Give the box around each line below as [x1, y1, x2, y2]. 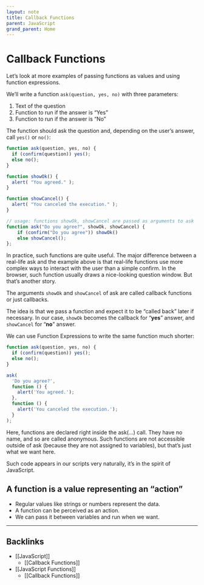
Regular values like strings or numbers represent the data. [15, 500, 161, 508]
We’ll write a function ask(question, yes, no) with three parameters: [6, 91, 178, 98]
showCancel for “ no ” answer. [6, 321, 76, 328]
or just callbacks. [6, 296, 49, 303]
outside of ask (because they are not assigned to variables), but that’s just [6, 441, 191, 448]
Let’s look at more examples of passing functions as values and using [6, 73, 180, 80]
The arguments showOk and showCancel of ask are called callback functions [6, 289, 192, 297]
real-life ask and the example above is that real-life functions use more [6, 258, 183, 266]
